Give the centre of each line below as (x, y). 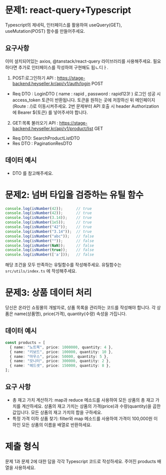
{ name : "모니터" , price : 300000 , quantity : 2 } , (60, 361)
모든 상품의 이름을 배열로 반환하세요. (57, 424)
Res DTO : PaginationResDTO (42, 143)
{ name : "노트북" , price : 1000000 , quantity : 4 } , (61, 347)
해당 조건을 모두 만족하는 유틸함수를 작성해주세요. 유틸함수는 (63, 265)
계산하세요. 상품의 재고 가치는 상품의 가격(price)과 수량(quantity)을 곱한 (91, 406)
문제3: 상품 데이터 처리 (49, 293)
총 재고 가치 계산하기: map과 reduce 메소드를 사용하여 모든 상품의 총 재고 (83, 400)
